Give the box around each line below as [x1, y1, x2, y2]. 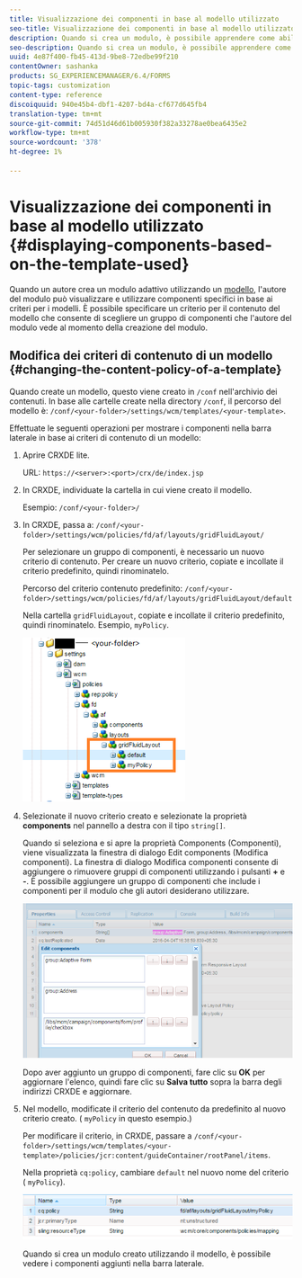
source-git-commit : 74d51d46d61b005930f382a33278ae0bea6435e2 [9, 119, 247, 128]
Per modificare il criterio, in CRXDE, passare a [22, 1130, 192, 1141]
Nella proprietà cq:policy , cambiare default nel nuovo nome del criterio [22, 1166, 289, 1177]
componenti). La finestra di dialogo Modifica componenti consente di [22, 856, 279, 867]
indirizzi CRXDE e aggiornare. [22, 1086, 133, 1096]
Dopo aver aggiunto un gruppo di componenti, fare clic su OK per [22, 1067, 265, 1077]
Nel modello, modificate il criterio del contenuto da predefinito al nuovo [22, 1103, 286, 1114]
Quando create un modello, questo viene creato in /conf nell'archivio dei [9, 386, 278, 397]
